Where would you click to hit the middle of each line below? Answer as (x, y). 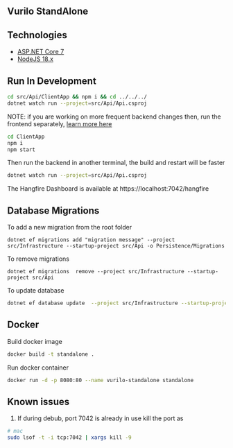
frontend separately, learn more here (60, 123)
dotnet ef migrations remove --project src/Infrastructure (96, 272)
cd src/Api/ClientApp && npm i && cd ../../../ (77, 97)
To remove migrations (38, 259)
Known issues (38, 402)
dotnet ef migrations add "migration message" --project (91, 240)
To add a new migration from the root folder (70, 227)
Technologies (37, 35)
